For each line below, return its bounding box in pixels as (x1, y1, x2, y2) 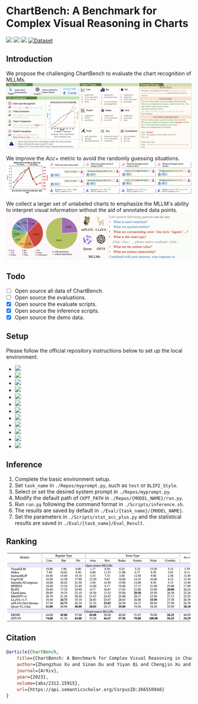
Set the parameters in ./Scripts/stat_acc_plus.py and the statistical (14, 513, 181, 520)
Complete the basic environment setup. (14, 475, 111, 483)
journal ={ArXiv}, (16, 668, 60, 674)
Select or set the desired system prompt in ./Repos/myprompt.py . (14, 488, 171, 495)
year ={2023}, (16, 674, 49, 680)
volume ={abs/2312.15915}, (16, 680, 81, 686)
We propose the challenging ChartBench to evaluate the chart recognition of (6, 70, 192, 77)
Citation (6, 633, 37, 643)
